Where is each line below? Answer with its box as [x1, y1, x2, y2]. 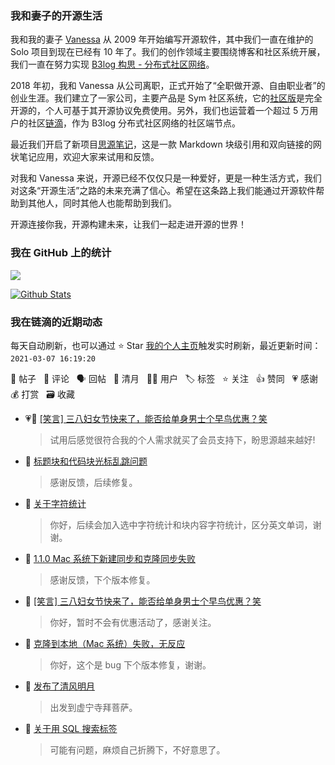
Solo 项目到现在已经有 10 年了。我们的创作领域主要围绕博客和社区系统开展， [10, 46, 326, 58]
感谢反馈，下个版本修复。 [49, 573, 156, 586]
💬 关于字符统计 [24, 497, 87, 509]
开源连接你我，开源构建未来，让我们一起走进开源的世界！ [10, 218, 247, 231]
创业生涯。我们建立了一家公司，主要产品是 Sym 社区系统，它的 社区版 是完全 [10, 92, 323, 104]
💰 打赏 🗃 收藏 [10, 388, 75, 400]
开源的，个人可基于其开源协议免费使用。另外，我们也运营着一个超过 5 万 [10, 105, 310, 117]
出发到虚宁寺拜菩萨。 [49, 701, 138, 713]
